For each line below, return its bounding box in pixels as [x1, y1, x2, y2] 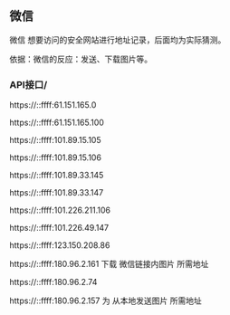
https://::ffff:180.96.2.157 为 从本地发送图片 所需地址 [9, 295, 202, 306]
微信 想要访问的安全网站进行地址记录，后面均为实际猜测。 [9, 34, 226, 45]
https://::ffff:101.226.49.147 [9, 223, 110, 234]
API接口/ [9, 78, 48, 91]
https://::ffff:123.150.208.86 [9, 240, 110, 251]
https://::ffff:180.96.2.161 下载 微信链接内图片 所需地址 [9, 259, 209, 270]
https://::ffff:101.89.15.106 [9, 152, 102, 163]
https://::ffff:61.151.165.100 [9, 117, 104, 129]
